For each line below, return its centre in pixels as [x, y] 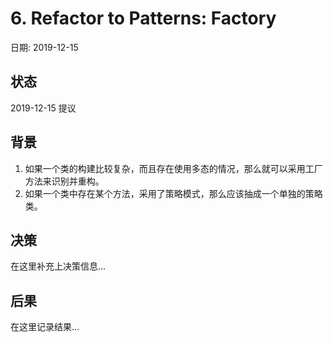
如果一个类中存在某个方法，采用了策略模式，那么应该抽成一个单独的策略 [173, 193]
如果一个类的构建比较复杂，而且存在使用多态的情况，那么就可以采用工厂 [173, 168]
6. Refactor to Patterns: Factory [143, 18]
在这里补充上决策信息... [58, 266]
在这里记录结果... [45, 327]
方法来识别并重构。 [64, 181]
